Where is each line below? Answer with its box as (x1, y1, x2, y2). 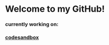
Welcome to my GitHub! (5, 3, 105, 15)
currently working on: (5, 21, 58, 28)
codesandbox (5, 34, 39, 41)
